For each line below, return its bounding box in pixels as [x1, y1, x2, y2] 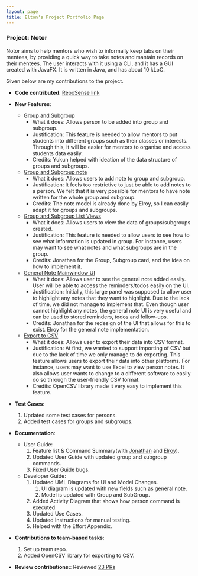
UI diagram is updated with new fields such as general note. [41, 485, 187, 492]
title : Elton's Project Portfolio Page [6, 14, 105, 20]
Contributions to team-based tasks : [14, 534, 105, 541]
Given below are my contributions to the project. [6, 78, 124, 85]
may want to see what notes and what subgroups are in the [32, 244, 177, 251]
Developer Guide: [23, 472, 66, 480]
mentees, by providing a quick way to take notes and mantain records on [6, 53, 183, 60]
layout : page [6, 8, 38, 15]
